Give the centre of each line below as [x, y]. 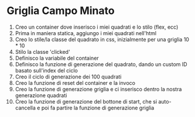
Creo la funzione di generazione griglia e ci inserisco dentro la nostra [98, 89]
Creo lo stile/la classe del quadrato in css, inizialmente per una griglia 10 [102, 39]
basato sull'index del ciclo [46, 70]
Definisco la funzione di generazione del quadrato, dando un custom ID [101, 64]
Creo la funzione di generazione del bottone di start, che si [86, 101]
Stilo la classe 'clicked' [42, 51]
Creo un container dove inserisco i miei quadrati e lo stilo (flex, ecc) [97, 27]
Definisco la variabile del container [57, 58]
